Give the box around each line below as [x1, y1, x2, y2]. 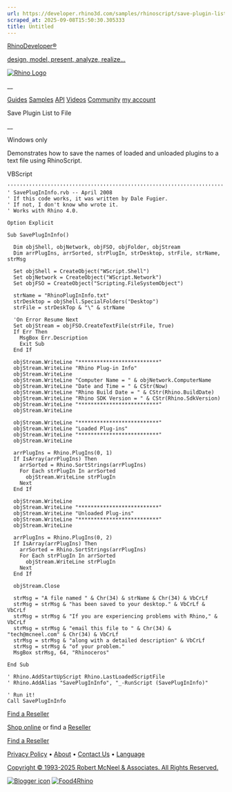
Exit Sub [19, 340, 45, 348]
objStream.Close [13, 582, 60, 590]
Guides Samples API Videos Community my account [7, 95, 156, 104]
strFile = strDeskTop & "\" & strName [13, 304, 126, 311]
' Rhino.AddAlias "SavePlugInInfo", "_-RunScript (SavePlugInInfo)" [7, 679, 209, 687]
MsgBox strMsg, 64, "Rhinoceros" [13, 650, 110, 656]
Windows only [7, 136, 48, 144]
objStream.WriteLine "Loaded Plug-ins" [13, 425, 128, 432]
